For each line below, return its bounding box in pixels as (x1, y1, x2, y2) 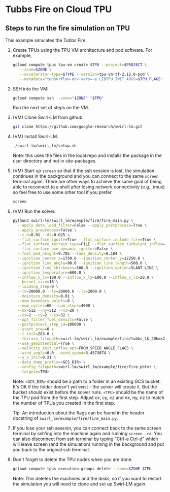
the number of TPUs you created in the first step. (12, 400, 116, 406)
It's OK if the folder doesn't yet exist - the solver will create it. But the (12, 383, 157, 389)
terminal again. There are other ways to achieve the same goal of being (12, 179, 162, 185)
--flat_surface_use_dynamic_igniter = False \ (17, 246, 113, 252)
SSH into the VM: (12, 85, 49, 92)
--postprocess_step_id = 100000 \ (17, 322, 86, 327)
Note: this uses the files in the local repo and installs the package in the (12, 152, 162, 158)
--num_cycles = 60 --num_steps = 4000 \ (17, 303, 95, 308)
